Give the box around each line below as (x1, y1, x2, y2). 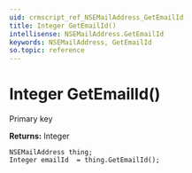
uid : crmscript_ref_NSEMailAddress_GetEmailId (9, 12, 184, 22)
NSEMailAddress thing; (9, 148, 93, 157)
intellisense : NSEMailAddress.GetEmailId (9, 29, 165, 38)
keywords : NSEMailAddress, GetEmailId (9, 37, 152, 47)
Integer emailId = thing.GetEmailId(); (9, 156, 161, 165)
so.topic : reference (9, 46, 86, 55)
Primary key (9, 114, 53, 124)
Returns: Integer (9, 130, 70, 142)
